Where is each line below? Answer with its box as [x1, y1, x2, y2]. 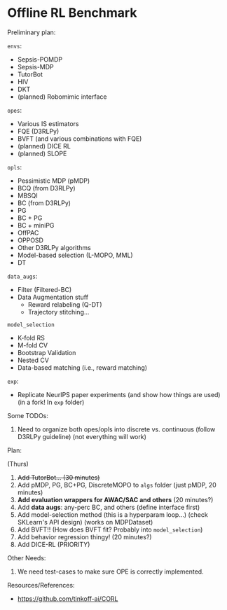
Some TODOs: [7, 411, 49, 420]
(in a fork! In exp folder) [17, 398, 85, 406]
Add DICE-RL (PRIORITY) [17, 540, 90, 548]
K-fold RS [17, 333, 46, 342]
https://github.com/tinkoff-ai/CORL [17, 594, 118, 603]
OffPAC [17, 228, 39, 237]
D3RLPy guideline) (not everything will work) [17, 432, 147, 441]
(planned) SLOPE [17, 149, 67, 158]
